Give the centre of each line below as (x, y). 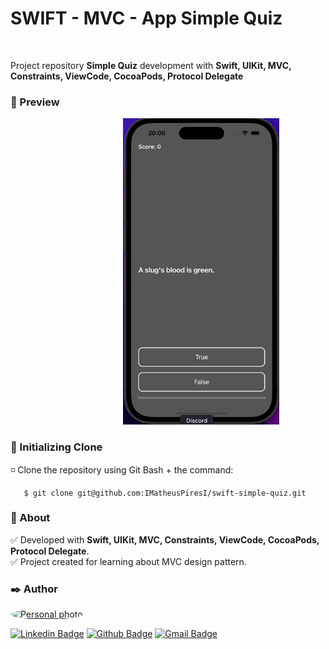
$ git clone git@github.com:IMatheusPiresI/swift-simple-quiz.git (165, 493)
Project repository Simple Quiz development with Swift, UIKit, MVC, (151, 65)
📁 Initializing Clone (56, 447)
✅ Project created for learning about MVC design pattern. (128, 561)
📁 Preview (35, 102)
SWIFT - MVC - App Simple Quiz (146, 18)
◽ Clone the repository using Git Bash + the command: (122, 469)
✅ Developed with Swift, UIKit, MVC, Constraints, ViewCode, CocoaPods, (165, 539)
